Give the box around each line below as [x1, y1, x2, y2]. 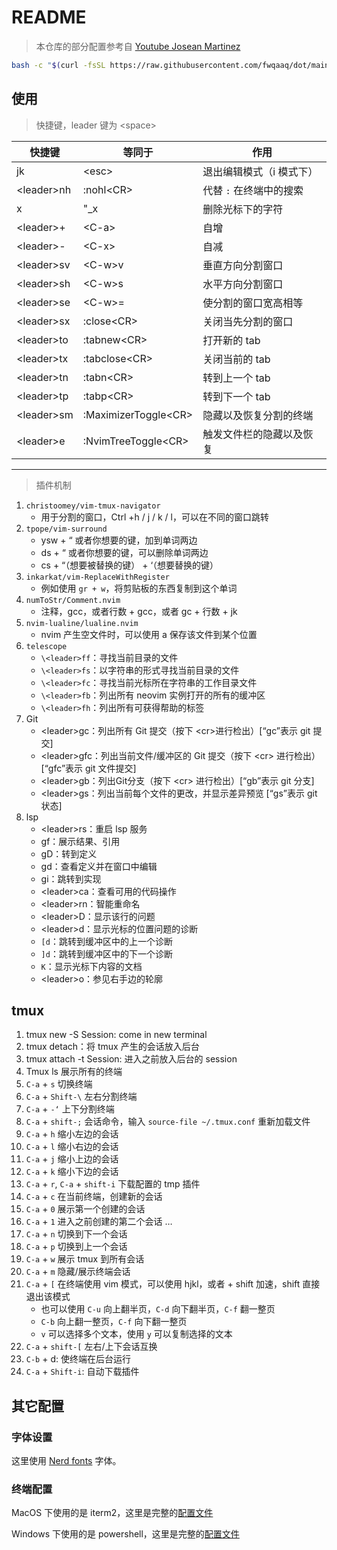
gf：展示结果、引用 [40, 835, 121, 847]
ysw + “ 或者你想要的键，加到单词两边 [40, 534, 198, 546]
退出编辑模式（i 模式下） [202, 164, 319, 178]
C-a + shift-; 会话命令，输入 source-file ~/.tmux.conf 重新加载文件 [25, 1116, 311, 1128]
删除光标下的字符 [202, 202, 284, 216]
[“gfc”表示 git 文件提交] [40, 762, 137, 774]
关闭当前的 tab [202, 352, 271, 366]
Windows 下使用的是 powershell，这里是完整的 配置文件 [11, 1528, 240, 1540]
